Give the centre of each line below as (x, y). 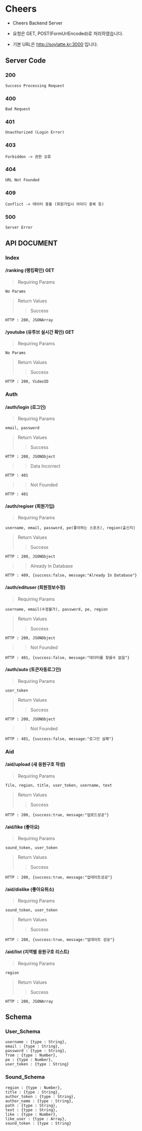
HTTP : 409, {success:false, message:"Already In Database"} (71, 575)
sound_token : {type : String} (38, 1123)
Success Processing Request (35, 86)
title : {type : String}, (32, 1092)
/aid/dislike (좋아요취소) (30, 889)
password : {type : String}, (36, 1051)
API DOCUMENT (31, 243)
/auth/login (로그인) (26, 407)
